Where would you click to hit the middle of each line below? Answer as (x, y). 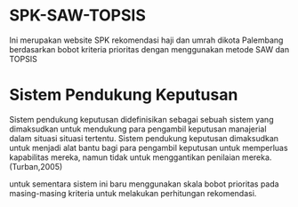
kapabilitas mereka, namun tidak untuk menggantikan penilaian (125, 157)
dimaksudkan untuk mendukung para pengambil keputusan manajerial (138, 129)
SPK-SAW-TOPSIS (78, 16)
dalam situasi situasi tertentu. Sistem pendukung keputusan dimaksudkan (144, 138)
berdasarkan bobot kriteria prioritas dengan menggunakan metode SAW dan (149, 49)
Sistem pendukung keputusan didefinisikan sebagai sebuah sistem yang (141, 119)
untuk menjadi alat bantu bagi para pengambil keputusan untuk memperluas (149, 147)
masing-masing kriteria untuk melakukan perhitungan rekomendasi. (133, 193)
